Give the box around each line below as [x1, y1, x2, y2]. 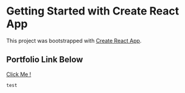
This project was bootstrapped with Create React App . [6, 37, 142, 44]
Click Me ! [6, 71, 31, 78]
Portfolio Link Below [6, 54, 83, 65]
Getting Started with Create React [6, 4, 180, 18]
